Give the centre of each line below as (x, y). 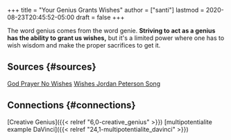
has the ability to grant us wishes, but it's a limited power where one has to (116, 38)
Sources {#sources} (52, 67)
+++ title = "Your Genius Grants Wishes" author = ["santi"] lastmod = (106, 10)
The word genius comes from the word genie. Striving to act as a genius (111, 31)
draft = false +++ (100, 17)
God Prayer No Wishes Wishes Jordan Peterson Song (84, 83)
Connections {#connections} (72, 105)
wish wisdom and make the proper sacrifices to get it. (84, 45)
